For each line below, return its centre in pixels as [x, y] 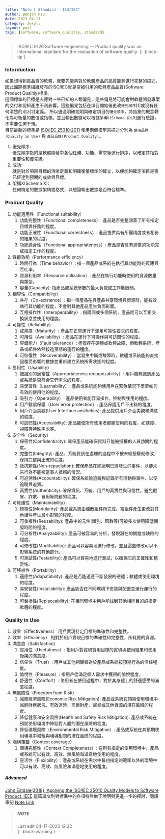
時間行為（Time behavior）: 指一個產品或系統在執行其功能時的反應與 [89, 263]
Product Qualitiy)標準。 [29, 93]
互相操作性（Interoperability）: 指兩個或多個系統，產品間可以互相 [85, 312]
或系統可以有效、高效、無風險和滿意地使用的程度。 [71, 754]
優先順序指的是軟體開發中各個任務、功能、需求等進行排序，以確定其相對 [85, 153]
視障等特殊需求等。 [39, 429]
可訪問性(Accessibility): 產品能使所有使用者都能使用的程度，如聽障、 [89, 422]
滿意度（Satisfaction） [35, 643]
